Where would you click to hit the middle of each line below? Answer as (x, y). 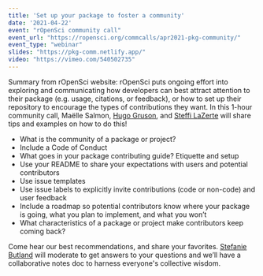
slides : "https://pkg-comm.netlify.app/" (77, 52)
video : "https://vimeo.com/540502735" (72, 60)
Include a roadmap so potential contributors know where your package (135, 206)
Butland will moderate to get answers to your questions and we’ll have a (125, 255)
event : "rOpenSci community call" (65, 30)
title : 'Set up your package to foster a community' (96, 15)
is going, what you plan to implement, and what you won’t (113, 214)
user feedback (43, 197)
